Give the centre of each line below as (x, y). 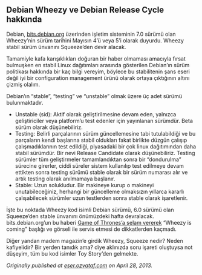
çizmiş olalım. (23, 84)
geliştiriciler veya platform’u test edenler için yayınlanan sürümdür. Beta (104, 121)
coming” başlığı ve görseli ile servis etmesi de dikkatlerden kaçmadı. (91, 229)
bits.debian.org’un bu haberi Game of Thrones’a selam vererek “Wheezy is (99, 222)
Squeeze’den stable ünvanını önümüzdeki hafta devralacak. (80, 216)
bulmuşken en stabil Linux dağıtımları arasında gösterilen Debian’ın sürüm (98, 65)
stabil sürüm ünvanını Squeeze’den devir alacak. (66, 47)
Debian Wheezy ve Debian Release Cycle (85, 10)
